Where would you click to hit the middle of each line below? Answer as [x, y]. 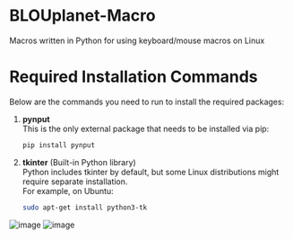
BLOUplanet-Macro [82, 16]
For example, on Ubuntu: [68, 190]
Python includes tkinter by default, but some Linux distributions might [151, 172]
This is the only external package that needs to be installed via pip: [146, 128]
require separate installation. [75, 181]
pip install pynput [59, 145]
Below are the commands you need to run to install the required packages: [147, 102]
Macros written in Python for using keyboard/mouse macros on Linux [137, 40]
